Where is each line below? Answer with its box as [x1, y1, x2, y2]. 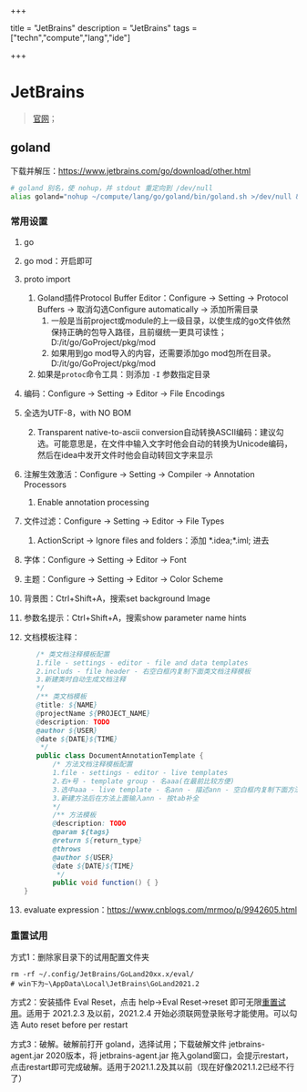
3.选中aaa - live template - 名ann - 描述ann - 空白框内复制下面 [52, 785, 288, 794]
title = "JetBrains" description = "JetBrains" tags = [10, 23, 198, 33]
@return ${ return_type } [52, 836, 143, 845]
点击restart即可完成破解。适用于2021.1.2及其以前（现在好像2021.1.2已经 [10, 1062, 279, 1073]
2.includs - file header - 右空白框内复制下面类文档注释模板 [36, 667, 251, 676]
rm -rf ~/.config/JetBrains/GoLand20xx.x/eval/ [10, 970, 195, 979]
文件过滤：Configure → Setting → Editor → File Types [23, 515, 225, 526]
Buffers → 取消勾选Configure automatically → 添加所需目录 [36, 303, 259, 314]
